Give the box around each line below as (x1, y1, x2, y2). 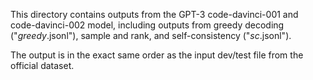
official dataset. (10, 60, 75, 71)
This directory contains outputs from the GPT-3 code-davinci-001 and (10, 9, 299, 20)
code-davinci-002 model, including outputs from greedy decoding (10, 19, 285, 31)
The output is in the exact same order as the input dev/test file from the (10, 49, 304, 61)
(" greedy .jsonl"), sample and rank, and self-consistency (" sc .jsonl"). (10, 30, 292, 41)
